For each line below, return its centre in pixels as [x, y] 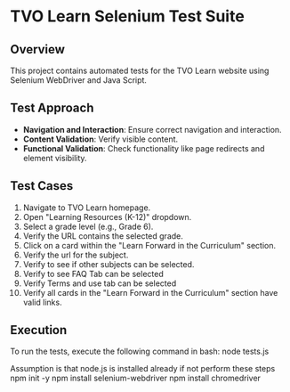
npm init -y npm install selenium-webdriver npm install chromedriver [136, 378]
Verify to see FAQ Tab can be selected [93, 274]
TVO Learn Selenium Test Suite [128, 16]
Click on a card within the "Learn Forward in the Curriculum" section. [149, 245]
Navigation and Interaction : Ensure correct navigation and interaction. [153, 129]
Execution [39, 330]
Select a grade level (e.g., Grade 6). [88, 226]
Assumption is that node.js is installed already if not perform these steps [143, 369]
